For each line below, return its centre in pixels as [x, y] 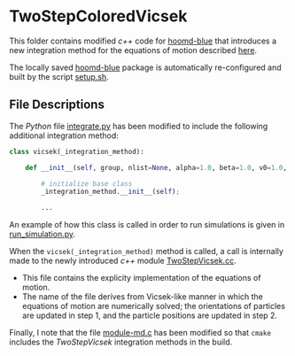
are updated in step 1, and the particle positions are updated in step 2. [149, 315]
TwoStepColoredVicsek [98, 16]
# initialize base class [87, 183]
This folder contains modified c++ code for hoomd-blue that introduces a [143, 41]
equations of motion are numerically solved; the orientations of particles [154, 306]
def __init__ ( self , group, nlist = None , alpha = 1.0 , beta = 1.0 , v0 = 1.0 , [156, 167]
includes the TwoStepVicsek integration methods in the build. [121, 342]
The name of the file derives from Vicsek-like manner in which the [143, 297]
